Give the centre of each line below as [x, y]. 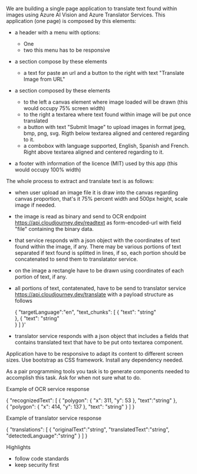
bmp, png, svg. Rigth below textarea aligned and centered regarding [106, 133]
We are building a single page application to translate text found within [92, 9]
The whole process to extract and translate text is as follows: [80, 181]
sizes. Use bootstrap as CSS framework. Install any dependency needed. [95, 360]
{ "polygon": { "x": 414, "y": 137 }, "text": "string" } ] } [70, 407]
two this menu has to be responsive [67, 50]
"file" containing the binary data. [54, 229]
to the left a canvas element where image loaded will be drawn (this [106, 102]
